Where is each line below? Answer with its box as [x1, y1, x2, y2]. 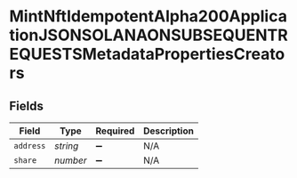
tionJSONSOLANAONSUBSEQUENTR [9, 25, 289, 45]
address [13, 141, 46, 150]
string [54, 140, 79, 152]
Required [95, 125, 135, 137]
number [54, 154, 87, 166]
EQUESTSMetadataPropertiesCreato [9, 44, 285, 64]
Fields [9, 98, 44, 113]
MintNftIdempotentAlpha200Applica [9, 6, 287, 27]
